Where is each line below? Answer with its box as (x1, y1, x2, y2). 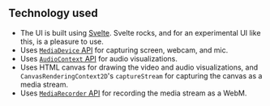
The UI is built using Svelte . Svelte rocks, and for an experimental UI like (19, 28, 261, 37)
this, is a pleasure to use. (19, 36, 104, 46)
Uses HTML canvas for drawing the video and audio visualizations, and (19, 62, 259, 72)
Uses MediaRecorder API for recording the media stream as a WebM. (19, 88, 247, 98)
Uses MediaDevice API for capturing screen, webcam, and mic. (19, 45, 229, 55)
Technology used (8, 6, 99, 20)
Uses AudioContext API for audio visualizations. (19, 53, 178, 63)
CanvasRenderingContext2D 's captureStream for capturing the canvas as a (19, 70, 263, 80)
